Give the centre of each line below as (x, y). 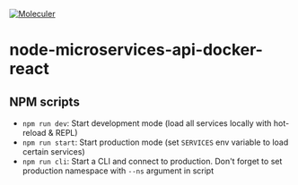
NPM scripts (45, 101)
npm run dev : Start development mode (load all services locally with (147, 123)
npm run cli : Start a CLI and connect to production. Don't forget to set (152, 161)
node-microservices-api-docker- (136, 50)
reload (34, 133)
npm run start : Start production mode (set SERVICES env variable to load (155, 142)
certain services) (53, 151)
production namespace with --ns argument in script (118, 171)
